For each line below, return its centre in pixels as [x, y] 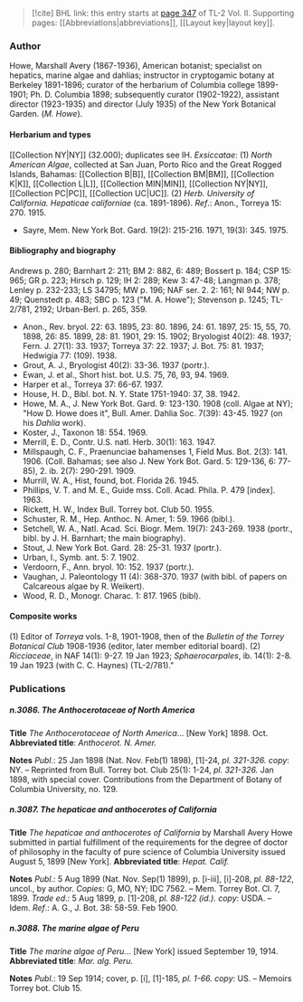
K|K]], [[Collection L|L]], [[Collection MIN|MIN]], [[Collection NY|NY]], [139, 184]
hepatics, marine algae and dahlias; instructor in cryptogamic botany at [142, 75]
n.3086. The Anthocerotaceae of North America [102, 710]
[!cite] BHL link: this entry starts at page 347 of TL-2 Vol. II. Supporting [163, 13]
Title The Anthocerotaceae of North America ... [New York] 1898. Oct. [139, 733]
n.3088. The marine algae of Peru [75, 928]
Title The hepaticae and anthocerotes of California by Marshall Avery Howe [151, 832]
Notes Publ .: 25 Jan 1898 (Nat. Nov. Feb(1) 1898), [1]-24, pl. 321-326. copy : [149, 760]
